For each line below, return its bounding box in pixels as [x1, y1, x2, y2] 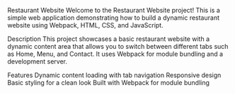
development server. [7, 57, 68, 66]
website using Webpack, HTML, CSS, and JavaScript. [7, 21, 164, 29]
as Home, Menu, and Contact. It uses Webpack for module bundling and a [7, 49, 224, 58]
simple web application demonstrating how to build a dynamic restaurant [7, 13, 219, 22]
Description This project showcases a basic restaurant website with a [7, 35, 210, 43]
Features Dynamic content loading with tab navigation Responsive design [7, 71, 222, 79]
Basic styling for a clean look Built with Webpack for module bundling [7, 78, 210, 87]
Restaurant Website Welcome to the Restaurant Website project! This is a [7, 6, 221, 14]
